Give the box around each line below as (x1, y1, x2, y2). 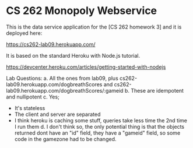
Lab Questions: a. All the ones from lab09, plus (6, 75, 118, 82)
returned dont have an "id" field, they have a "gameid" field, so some (14, 129, 181, 136)
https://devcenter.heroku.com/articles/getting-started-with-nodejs (6, 63, 166, 71)
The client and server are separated (14, 111, 101, 118)
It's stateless (14, 104, 45, 111)
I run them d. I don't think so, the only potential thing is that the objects (14, 123, 185, 130)
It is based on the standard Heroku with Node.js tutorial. (6, 52, 141, 59)
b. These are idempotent (124, 87, 184, 94)
